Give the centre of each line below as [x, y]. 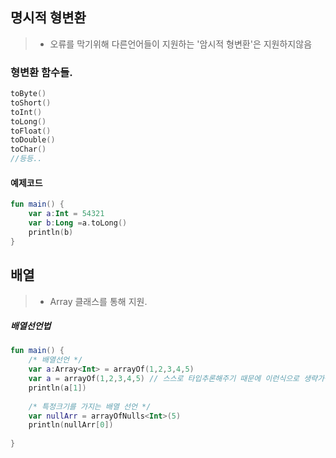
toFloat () [31, 131]
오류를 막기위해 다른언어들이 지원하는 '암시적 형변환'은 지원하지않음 [181, 44]
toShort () [31, 103]
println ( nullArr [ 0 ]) [71, 425]
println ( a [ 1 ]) [57, 388]
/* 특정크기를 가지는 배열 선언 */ [90, 406]
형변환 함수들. [41, 72]
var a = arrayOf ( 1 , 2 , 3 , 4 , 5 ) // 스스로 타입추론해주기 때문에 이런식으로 [164, 379]
